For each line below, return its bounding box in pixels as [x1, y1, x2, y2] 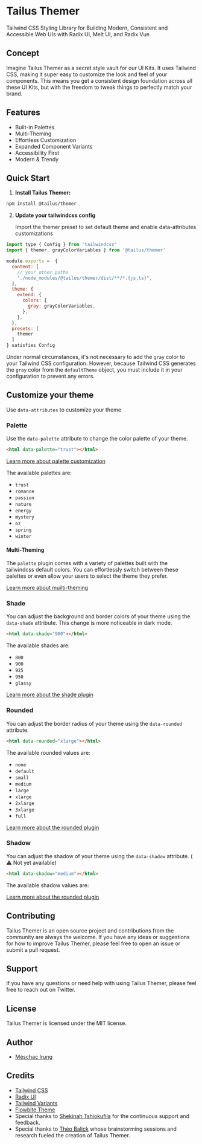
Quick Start [6, 173, 50, 183]
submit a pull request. [6, 946, 60, 953]
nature [14, 501, 32, 507]
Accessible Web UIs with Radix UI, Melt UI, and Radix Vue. [6, 30, 151, 37]
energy [14, 508, 32, 514]
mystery [14, 514, 34, 520]
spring [14, 527, 32, 533]
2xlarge [14, 800, 34, 806]
